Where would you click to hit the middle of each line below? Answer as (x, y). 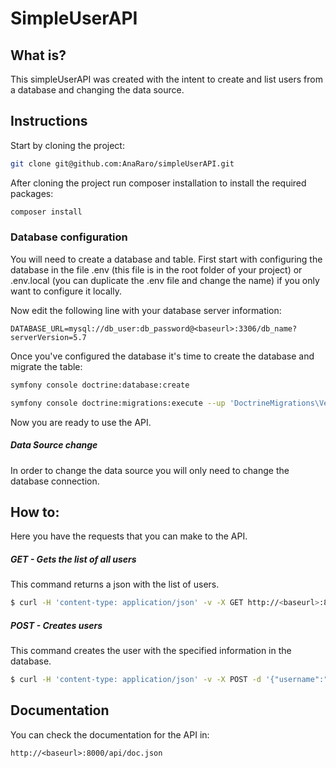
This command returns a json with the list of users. (115, 584)
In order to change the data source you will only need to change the (150, 470)
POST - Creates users (56, 625)
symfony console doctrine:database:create (100, 385)
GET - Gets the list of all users (73, 559)
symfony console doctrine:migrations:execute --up (118, 403)
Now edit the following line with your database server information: (146, 310)
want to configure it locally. (66, 291)
